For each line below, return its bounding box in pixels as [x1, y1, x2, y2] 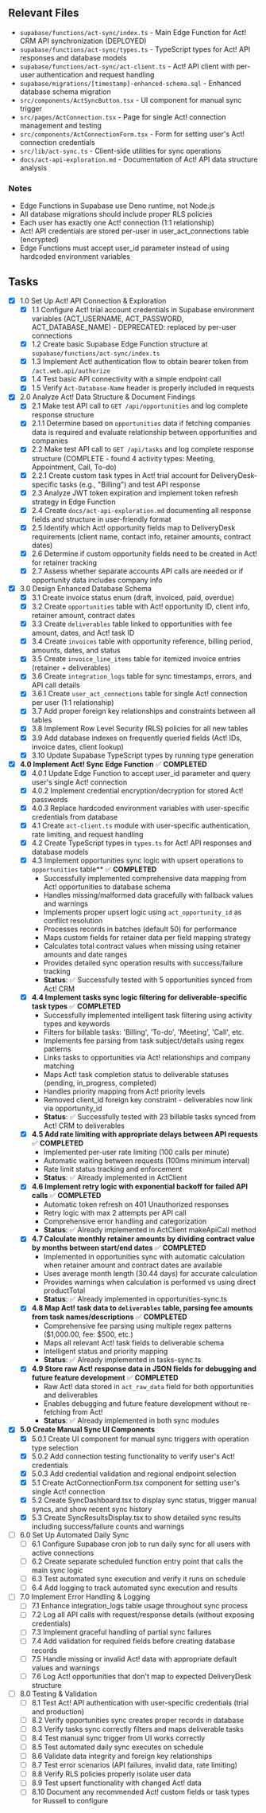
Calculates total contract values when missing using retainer [43, 942, 241, 951]
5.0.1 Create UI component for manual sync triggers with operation [31, 1434, 249, 1443]
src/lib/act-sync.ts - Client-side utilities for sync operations [19, 146, 222, 155]
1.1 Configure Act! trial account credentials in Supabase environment [31, 304, 255, 314]
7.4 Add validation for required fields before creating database [31, 1636, 236, 1646]
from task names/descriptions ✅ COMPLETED [31, 1312, 188, 1322]
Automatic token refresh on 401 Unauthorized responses [43, 1200, 229, 1209]
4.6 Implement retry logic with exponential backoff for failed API [31, 1182, 249, 1192]
